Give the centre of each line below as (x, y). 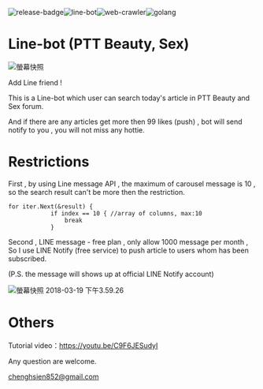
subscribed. (28, 258)
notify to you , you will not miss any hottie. (77, 129)
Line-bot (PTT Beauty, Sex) (99, 44)
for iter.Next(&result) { (50, 206)
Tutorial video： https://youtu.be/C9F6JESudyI (83, 345)
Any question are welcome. (52, 361)
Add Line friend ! (35, 82)
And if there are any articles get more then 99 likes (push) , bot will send (125, 122)
